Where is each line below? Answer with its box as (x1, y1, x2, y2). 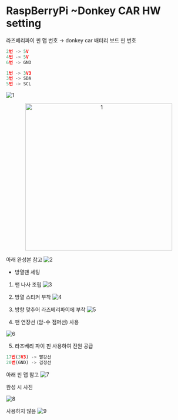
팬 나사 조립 (14, 281, 42, 288)
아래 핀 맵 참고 (6, 371, 39, 378)
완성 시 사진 (6, 384, 33, 391)
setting (6, 16, 42, 30)
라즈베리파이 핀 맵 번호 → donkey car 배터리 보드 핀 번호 (6, 36, 137, 44)
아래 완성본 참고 (6, 256, 43, 263)
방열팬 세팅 (14, 269, 41, 276)
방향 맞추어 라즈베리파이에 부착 (14, 306, 86, 313)
